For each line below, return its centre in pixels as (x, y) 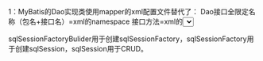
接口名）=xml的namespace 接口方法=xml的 (112, 21)
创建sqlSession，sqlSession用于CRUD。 (81, 49)
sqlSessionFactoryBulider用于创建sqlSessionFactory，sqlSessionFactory (128, 39)
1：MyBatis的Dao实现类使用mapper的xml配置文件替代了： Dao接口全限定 (128, 11)
